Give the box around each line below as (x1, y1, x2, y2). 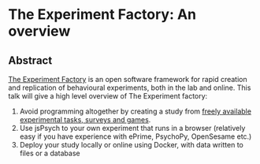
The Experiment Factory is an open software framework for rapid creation (8, 75, 248, 84)
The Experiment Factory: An (8, 6, 197, 24)
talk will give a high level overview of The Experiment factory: (8, 91, 208, 100)
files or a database (19, 148, 80, 158)
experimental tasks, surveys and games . (19, 115, 151, 124)
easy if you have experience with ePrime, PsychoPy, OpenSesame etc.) (19, 132, 252, 141)
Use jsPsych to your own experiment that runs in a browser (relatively (19, 124, 246, 132)
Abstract (8, 54, 53, 67)
